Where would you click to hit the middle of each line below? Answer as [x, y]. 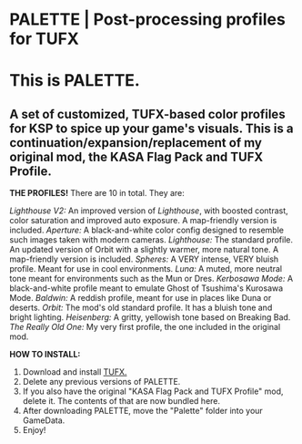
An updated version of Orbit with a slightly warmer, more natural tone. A [144, 250]
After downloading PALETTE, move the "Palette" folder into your [143, 411]
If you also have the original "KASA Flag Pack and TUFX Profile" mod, [153, 391]
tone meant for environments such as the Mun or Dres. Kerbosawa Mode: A [151, 279]
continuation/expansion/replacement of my [136, 143]
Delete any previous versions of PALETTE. [101, 382]
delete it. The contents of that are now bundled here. [121, 401]
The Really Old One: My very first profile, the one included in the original [145, 327]
